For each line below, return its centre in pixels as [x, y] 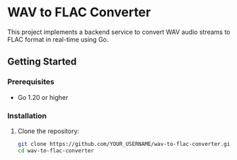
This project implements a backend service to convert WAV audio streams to [119, 32]
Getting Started [42, 62]
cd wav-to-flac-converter [56, 150]
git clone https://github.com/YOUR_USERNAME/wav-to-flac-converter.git [125, 144]
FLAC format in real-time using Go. [58, 39]
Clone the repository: [48, 131]
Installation [27, 115]
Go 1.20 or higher [43, 97]
